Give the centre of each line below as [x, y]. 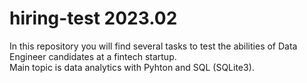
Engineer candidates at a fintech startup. [93, 56]
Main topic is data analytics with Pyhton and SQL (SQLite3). [132, 67]
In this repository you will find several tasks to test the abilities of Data [153, 46]
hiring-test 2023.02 [93, 18]
